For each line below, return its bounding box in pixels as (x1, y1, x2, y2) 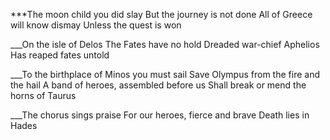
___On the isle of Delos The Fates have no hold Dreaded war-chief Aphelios (10, 39, 320, 50)
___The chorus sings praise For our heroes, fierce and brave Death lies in (10, 109, 310, 121)
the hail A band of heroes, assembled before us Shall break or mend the (10, 79, 307, 91)
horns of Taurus (10, 90, 77, 101)
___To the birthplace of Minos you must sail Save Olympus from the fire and (10, 69, 320, 80)
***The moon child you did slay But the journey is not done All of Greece (10, 9, 313, 20)
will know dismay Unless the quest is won (10, 19, 182, 31)
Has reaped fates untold (10, 49, 110, 61)
